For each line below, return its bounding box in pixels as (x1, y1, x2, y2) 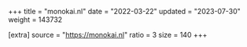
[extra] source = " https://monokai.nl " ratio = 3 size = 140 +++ (8, 31, 208, 39)
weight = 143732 (8, 15, 63, 24)
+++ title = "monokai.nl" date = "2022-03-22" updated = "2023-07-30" (8, 7, 241, 16)
